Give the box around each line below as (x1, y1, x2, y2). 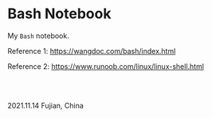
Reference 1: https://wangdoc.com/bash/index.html (7, 46, 176, 55)
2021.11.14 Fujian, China (7, 101, 84, 110)
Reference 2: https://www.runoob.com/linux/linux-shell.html (7, 61, 205, 71)
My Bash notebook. (7, 31, 69, 40)
